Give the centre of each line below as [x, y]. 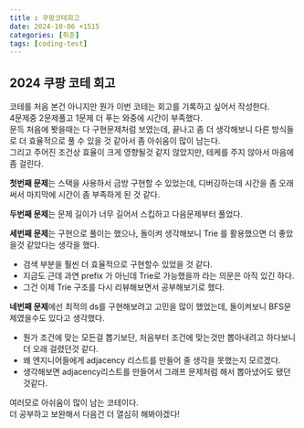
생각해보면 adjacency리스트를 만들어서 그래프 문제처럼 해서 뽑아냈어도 [148, 372]
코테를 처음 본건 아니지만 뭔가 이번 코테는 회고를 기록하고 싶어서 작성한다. [140, 107]
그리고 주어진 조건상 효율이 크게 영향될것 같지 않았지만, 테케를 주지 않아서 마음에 [152, 153]
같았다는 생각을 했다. [63, 245]
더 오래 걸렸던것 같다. [60, 349]
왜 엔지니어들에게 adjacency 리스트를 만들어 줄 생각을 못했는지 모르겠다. [152, 360]
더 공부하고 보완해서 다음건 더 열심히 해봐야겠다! [95, 414]
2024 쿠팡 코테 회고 [63, 83]
